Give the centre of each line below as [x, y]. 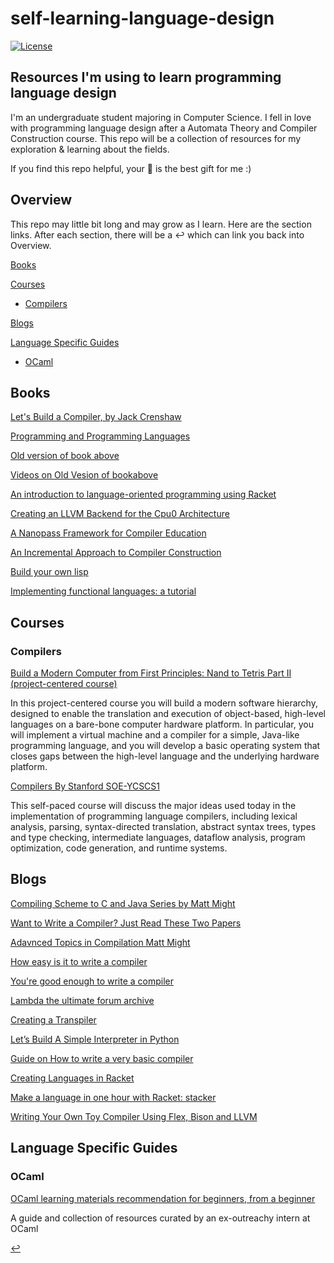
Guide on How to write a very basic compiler [102, 1058]
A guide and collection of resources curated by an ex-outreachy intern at [160, 1218]
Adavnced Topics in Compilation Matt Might [100, 942]
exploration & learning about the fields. [90, 149]
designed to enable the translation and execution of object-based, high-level [168, 714]
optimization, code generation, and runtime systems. [119, 848]
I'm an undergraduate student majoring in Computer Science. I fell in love [161, 117]
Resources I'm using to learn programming [146, 77]
